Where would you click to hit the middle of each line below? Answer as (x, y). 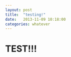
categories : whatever (28, 24)
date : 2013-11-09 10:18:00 (35, 19)
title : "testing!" (25, 15)
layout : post (19, 10)
